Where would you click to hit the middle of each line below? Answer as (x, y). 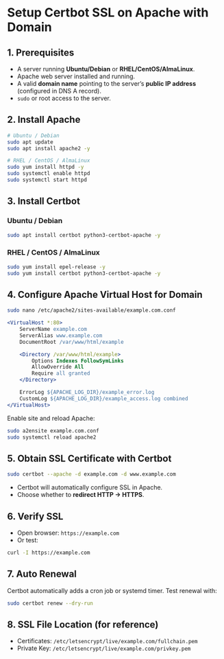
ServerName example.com (53, 329)
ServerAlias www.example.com (61, 335)
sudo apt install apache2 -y (49, 148)
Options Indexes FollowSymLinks (78, 361)
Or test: (28, 540)
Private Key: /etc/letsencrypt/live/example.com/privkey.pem (104, 648)
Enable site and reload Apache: (51, 418)
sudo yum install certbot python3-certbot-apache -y (84, 273)
